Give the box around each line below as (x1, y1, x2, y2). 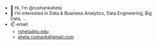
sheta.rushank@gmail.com (17, 34, 74, 40)
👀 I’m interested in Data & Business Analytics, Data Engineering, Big (10, 10, 152, 16)
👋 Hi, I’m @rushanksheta (10, 5, 62, 11)
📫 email (10, 21, 28, 27)
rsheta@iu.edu (17, 28, 49, 34)
